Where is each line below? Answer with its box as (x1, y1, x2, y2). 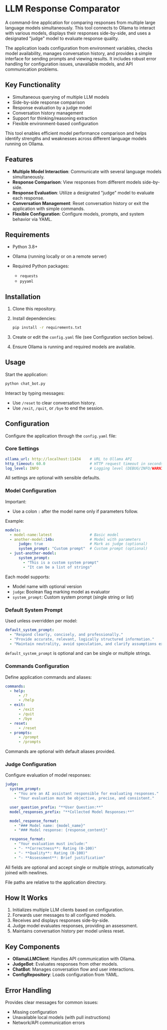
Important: (5, 498, 26, 504)
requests (19, 274, 38, 279)
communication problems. (5, 66, 59, 72)
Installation (5, 292, 41, 301)
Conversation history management (12, 110, 83, 116)
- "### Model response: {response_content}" (14, 827, 108, 833)
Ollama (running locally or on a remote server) (12, 253, 107, 259)
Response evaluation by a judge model (12, 104, 92, 110)
